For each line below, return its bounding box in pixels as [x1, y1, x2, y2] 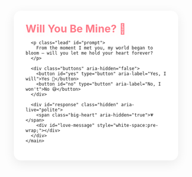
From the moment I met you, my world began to [36, 45, 153, 51]
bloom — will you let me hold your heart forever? [25, 50, 153, 56]
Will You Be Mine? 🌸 [25, 22, 127, 35]
